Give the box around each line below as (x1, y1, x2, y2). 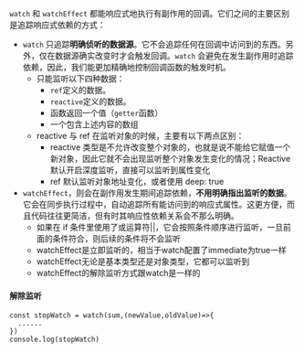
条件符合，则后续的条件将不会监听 (52, 233, 181, 244)
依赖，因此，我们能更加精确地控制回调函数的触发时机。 (22, 62, 231, 72)
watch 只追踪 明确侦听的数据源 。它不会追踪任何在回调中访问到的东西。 (22, 39, 286, 49)
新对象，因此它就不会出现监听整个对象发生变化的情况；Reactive (49, 154, 291, 164)
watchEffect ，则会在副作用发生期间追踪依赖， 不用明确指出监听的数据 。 (22, 187, 292, 198)
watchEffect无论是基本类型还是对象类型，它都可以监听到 (36, 256, 250, 267)
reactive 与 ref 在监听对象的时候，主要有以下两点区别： (36, 131, 245, 141)
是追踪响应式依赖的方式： (9, 19, 106, 30)
